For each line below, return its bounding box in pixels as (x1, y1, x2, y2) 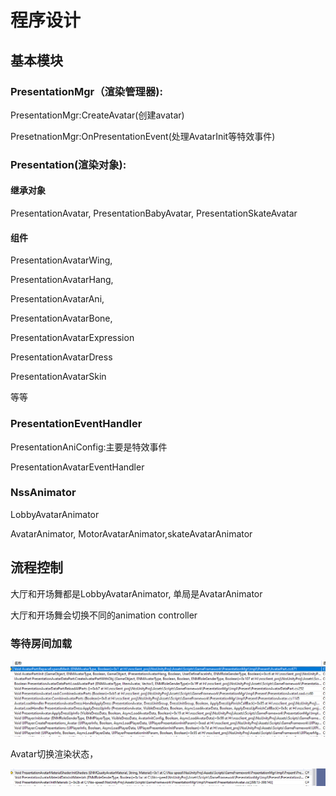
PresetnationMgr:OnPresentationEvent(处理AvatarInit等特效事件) (10, 130, 276, 142)
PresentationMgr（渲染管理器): (10, 84, 163, 98)
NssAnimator (10, 486, 77, 500)
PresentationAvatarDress (10, 351, 113, 363)
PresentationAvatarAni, (10, 293, 105, 305)
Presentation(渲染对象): (10, 157, 127, 171)
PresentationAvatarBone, (10, 312, 113, 325)
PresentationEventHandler (10, 417, 143, 431)
